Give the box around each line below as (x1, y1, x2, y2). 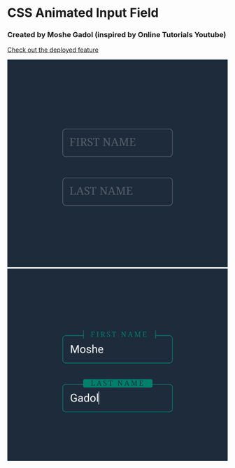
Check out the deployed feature (7, 45, 99, 54)
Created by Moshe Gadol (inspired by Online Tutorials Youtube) (7, 30, 227, 40)
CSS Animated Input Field (7, 5, 159, 21)
